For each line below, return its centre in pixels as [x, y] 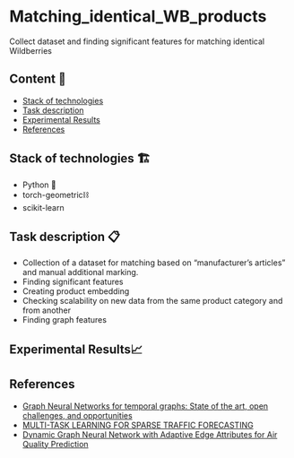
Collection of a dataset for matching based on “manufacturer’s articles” [154, 263]
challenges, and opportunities [77, 415]
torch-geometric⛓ [56, 194]
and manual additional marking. [80, 272]
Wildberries [30, 50]
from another [47, 310]
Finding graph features [65, 320]
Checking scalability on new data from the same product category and [152, 301]
